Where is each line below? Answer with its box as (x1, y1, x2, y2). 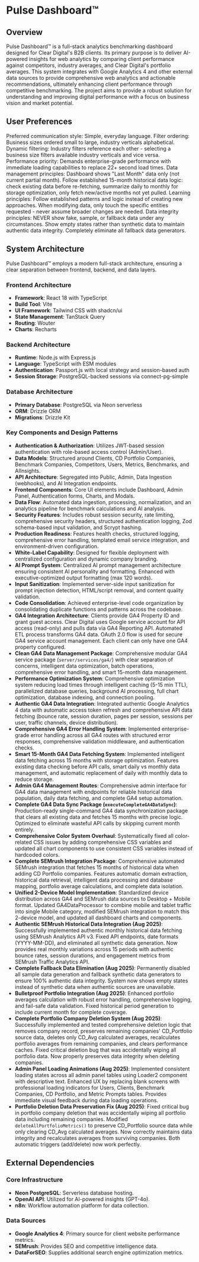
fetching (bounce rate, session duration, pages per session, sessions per (14, 712, 193, 720)
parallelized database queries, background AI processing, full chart (14, 687, 179, 694)
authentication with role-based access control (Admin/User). (14, 448, 163, 455)
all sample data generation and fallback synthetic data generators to (14, 970, 182, 978)
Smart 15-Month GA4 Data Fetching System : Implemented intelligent (14, 750, 185, 757)
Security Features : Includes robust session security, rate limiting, (14, 511, 175, 518)
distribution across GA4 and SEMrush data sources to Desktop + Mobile (14, 895, 191, 902)
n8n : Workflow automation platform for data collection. (14, 1202, 149, 1209)
